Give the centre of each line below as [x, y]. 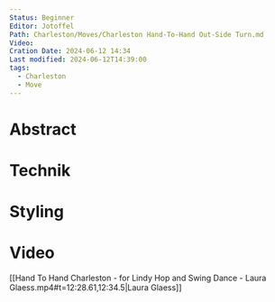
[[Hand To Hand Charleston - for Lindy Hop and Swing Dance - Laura [138, 278]
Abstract [43, 129]
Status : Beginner [42, 18]
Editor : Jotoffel [42, 26]
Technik [40, 170]
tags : [19, 69]
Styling [37, 212]
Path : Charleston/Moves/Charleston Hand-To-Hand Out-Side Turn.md [137, 34]
